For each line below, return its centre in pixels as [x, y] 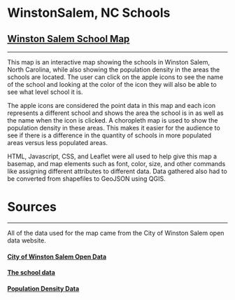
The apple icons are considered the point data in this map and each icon [112, 105]
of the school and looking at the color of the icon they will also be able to [112, 84]
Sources [32, 207]
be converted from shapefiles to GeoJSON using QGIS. [86, 179]
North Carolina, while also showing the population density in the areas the [114, 69]
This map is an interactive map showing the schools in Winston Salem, [108, 62]
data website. [27, 240]
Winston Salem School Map [69, 39]
